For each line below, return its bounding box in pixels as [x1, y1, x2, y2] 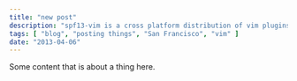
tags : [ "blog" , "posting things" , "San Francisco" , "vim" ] [9, 29, 240, 38]
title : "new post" [9, 12, 77, 22]
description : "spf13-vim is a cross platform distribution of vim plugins [9, 21, 291, 30]
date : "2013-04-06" [9, 37, 81, 47]
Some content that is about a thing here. [9, 62, 156, 72]
